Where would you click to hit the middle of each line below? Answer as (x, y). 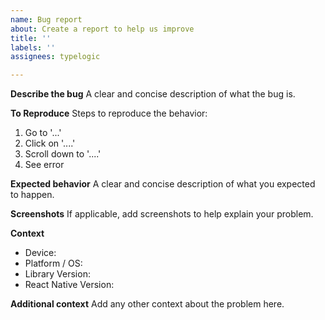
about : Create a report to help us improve (102, 29)
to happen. (32, 195)
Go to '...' (43, 133)
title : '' (31, 38)
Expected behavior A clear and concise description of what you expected (163, 184)
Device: (40, 253)
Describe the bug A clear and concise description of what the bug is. (153, 94)
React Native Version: (69, 285)
